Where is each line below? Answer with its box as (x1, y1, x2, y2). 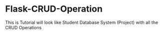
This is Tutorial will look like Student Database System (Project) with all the (5, 19, 159, 25)
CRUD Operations (5, 24, 42, 30)
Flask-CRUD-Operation (5, 3, 103, 15)
